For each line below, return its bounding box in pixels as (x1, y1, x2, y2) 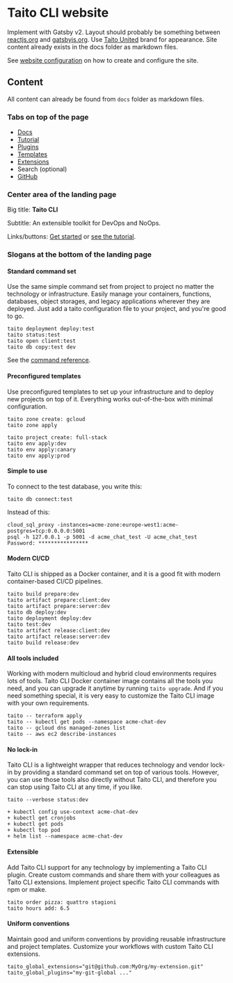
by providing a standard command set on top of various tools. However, (13, 768, 219, 776)
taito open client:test (7, 337, 77, 345)
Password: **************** (7, 539, 89, 547)
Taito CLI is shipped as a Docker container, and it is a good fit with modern (7, 570, 220, 578)
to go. (7, 312, 24, 321)
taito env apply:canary (7, 446, 77, 453)
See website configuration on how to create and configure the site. (7, 56, 199, 64)
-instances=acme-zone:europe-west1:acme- (56, 521, 179, 528)
